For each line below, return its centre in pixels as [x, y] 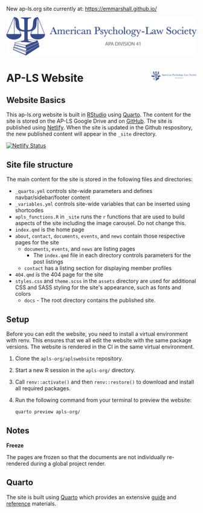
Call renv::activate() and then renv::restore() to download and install [105, 382]
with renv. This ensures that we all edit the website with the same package [99, 341]
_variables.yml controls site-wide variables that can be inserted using [102, 204]
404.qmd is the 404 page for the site [59, 275]
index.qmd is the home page [50, 230]
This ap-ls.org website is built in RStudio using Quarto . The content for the [99, 115]
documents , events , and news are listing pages [79, 249]
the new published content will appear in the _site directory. [82, 134]
